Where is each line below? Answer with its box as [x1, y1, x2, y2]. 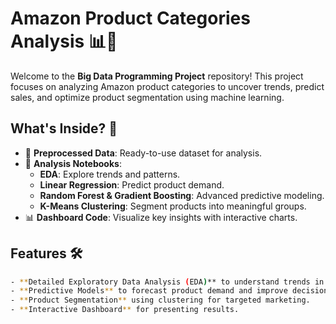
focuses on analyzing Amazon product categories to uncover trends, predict [10, 80, 325, 92]
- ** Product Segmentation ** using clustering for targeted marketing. [10, 295, 311, 306]
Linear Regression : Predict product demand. [39, 178, 225, 191]
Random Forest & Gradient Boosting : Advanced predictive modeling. [39, 189, 325, 201]
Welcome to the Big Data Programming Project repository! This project [10, 70, 304, 82]
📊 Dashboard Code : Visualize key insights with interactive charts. [24, 211, 298, 223]
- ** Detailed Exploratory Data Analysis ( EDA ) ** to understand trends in [10, 277, 325, 287]
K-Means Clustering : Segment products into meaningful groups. [39, 200, 307, 212]
